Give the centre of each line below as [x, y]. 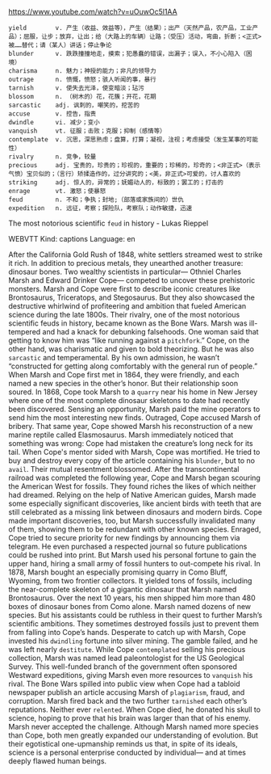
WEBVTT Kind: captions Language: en [72, 239]
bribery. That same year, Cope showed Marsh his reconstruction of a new [131, 426]
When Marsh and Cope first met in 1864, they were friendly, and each [124, 374]
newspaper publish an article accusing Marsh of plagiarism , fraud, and [127, 692]
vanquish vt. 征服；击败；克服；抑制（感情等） [87, 131]
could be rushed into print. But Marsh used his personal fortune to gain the [132, 555]
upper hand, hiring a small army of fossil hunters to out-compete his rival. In [134, 564]
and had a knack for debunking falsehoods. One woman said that [151, 332]
